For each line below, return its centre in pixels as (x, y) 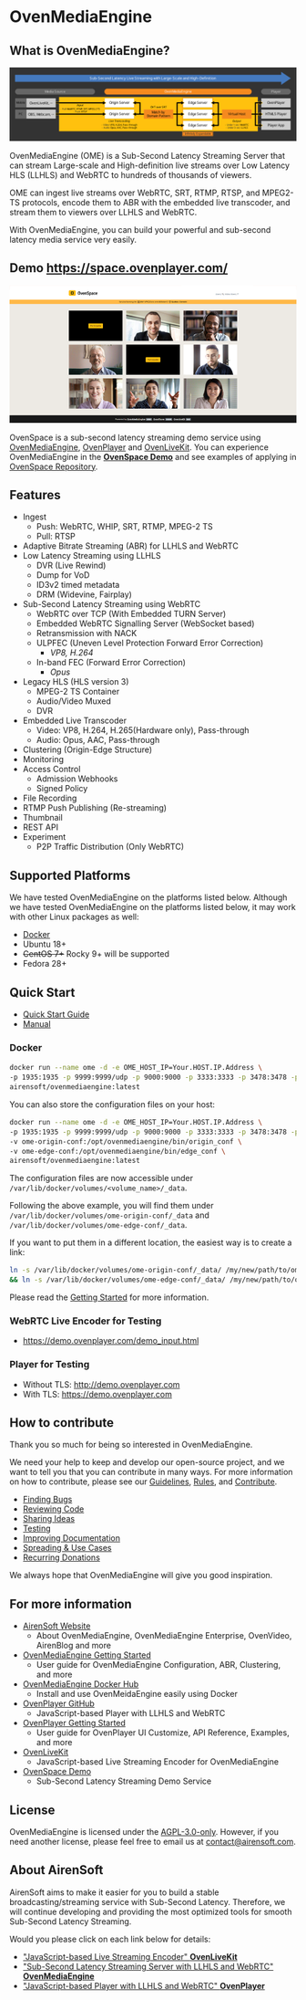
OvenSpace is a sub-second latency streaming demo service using (135, 437)
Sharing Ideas (49, 1519)
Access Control (51, 770)
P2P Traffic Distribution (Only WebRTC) (110, 847)
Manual (37, 1024)
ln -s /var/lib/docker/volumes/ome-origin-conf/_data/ (116, 1271)
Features (35, 495)
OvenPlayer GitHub (59, 1703)
